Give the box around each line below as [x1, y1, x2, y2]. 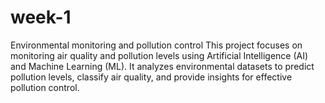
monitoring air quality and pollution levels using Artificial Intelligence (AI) [10, 49, 309, 61]
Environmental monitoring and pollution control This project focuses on [10, 39, 303, 51]
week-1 [10, 6, 72, 29]
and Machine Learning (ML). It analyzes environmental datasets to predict [10, 60, 315, 72]
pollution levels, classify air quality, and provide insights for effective [10, 71, 293, 83]
